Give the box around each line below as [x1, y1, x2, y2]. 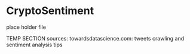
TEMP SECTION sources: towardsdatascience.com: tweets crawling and [6, 35, 185, 42]
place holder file [6, 23, 47, 31]
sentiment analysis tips [6, 41, 63, 48]
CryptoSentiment [6, 4, 94, 18]
